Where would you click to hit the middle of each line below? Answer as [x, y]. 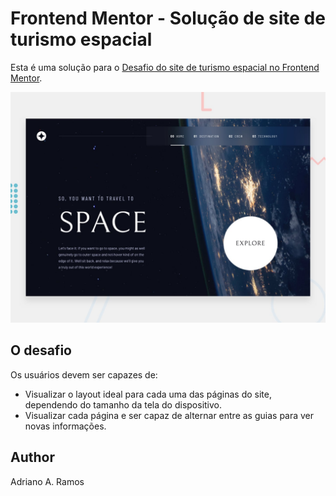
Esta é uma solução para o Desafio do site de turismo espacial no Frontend [165, 67]
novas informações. [65, 426]
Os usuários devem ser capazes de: [84, 374]
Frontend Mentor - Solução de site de [168, 18]
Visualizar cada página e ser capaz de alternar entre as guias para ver [169, 415]
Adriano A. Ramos [47, 481]
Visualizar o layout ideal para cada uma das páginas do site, [148, 394]
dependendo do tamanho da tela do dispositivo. [123, 404]
